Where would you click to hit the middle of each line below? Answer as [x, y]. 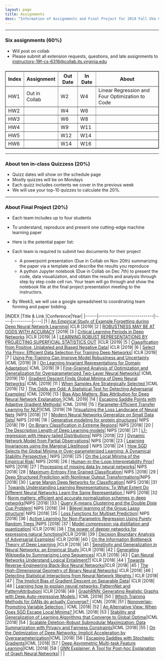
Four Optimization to [122, 96]
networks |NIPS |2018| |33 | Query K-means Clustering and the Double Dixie [81, 503]
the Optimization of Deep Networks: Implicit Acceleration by [65, 633]
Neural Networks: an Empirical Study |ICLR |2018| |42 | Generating [72, 550]
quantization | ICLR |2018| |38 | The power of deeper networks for [71, 529]
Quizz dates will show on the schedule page [56, 174]
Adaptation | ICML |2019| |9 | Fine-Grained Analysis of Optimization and [77, 368]
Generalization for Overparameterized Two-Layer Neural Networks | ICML [79, 373]
